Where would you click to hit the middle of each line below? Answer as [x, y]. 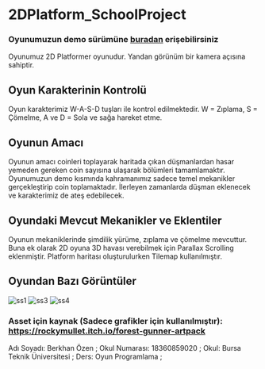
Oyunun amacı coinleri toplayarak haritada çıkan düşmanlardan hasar [121, 162]
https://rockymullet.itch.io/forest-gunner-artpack [107, 331]
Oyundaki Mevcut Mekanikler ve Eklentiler [115, 220]
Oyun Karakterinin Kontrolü [77, 90]
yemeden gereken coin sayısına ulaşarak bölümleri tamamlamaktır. [117, 170]
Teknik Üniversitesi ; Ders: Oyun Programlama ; [85, 357]
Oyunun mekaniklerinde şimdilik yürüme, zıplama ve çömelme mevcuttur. [128, 239]
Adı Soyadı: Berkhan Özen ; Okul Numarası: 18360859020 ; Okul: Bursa [125, 348]
